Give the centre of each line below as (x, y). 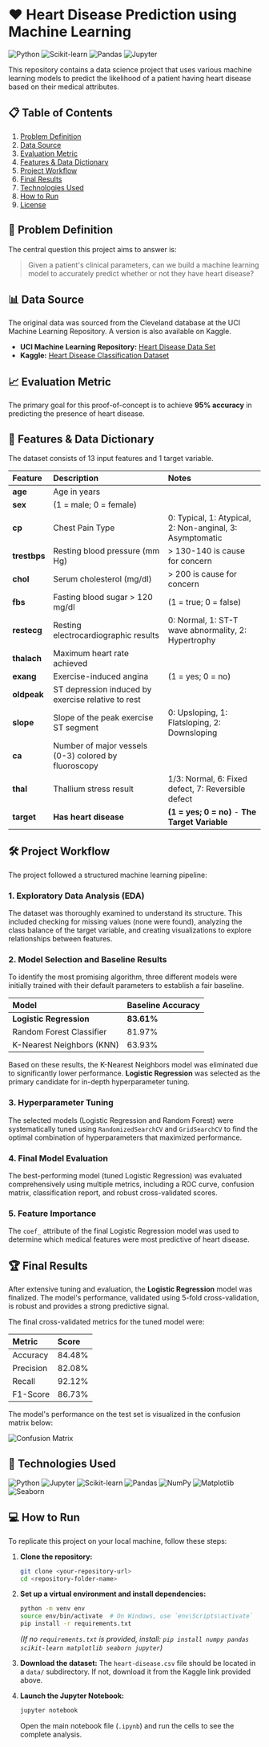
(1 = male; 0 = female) (95, 505)
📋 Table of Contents (61, 113)
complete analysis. (51, 1734)
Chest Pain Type (84, 528)
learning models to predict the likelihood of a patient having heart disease (130, 78)
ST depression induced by (102, 690)
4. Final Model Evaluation (58, 1158)
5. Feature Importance (52, 1213)
